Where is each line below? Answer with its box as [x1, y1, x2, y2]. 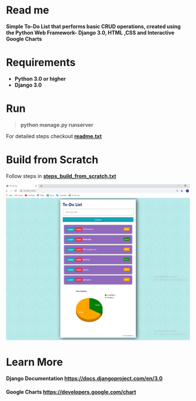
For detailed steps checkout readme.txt [6, 132, 102, 139]
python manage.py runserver [20, 121, 93, 128]
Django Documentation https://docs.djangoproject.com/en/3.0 [6, 375, 163, 382]
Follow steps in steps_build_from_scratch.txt [6, 172, 117, 179]
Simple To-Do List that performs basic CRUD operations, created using [6, 23, 181, 30]
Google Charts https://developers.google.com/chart [6, 388, 136, 395]
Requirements [6, 56, 76, 69]
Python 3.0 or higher [14, 75, 66, 82]
